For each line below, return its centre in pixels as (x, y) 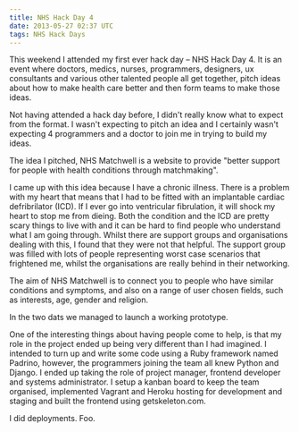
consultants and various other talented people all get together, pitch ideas (145, 79)
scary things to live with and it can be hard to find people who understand (145, 225)
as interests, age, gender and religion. (79, 300)
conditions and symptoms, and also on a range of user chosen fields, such (146, 291)
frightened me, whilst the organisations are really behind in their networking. (149, 264)
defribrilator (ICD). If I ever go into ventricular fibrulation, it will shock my (142, 207)
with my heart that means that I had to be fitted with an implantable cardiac (147, 197)
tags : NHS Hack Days (48, 34)
